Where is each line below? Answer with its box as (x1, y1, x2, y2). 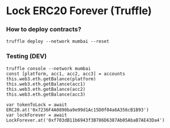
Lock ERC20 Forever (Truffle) (6, 4, 152, 18)
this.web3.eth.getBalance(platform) (6, 76, 96, 82)
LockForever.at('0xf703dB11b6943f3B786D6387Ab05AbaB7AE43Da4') (6, 117, 165, 123)
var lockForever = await (6, 112, 67, 118)
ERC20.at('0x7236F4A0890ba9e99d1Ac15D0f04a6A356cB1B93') (6, 107, 149, 113)
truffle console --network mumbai (6, 65, 91, 71)
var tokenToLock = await (6, 101, 67, 107)
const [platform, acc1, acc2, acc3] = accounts (6, 71, 126, 77)
